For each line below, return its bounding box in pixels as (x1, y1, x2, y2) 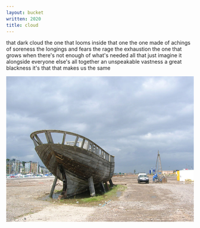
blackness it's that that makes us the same (6, 64, 111, 71)
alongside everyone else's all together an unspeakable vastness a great (6, 58, 182, 65)
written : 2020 (6, 15, 42, 22)
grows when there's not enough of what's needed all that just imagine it (6, 52, 182, 59)
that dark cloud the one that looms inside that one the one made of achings (6, 39, 191, 46)
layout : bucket (6, 10, 44, 15)
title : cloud (6, 22, 39, 28)
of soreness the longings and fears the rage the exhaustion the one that (6, 45, 182, 53)
